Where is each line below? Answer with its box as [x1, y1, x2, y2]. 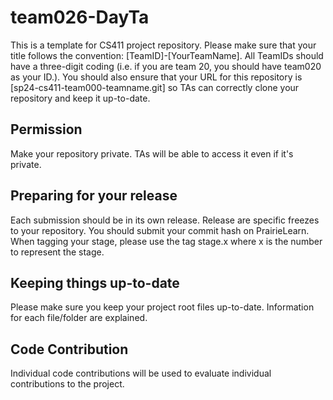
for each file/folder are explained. [10, 312, 148, 324]
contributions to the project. [10, 378, 125, 390]
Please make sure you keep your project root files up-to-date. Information [10, 301, 315, 313]
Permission [10, 121, 83, 138]
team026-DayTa [10, 6, 150, 29]
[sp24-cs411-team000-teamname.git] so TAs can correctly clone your [10, 81, 300, 93]
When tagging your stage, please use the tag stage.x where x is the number [10, 235, 323, 247]
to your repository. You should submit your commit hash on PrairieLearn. [10, 224, 310, 236]
